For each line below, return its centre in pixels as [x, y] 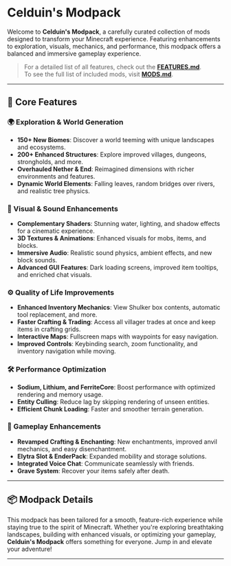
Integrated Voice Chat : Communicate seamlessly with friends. [106, 463]
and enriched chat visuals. [54, 274]
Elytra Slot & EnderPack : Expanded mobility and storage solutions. [112, 456]
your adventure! [30, 549]
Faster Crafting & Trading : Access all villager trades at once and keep [116, 322]
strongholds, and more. [50, 161]
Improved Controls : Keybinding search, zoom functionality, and [107, 344]
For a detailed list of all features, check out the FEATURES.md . [112, 67]
